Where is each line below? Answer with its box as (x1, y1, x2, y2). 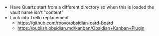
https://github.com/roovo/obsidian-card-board (17, 20, 114, 26)
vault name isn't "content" (9, 9, 64, 15)
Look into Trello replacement (9, 15, 69, 20)
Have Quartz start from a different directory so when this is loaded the (9, 4, 155, 10)
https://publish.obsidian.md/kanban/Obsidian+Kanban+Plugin (17, 25, 145, 31)
